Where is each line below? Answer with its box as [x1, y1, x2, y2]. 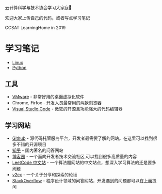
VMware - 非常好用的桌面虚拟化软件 [12, 94, 84, 99]
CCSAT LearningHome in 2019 [5, 25, 66, 31]
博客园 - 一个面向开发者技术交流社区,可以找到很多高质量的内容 [12, 153, 137, 159]
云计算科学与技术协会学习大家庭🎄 [5, 5, 72, 10]
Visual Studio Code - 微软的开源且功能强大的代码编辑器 [12, 106, 123, 112]
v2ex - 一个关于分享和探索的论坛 [12, 172, 78, 178]
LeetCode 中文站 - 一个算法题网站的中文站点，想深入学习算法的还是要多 [12, 160, 157, 165]
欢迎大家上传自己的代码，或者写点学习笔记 [5, 15, 90, 21]
